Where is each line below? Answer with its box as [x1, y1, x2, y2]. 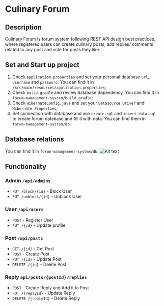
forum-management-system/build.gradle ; [12, 94, 93, 100]
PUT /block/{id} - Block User [12, 188, 72, 194]
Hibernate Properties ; [12, 105, 58, 111]
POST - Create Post [12, 251, 50, 257]
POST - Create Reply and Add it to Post [12, 285, 89, 291]
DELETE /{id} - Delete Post [12, 261, 67, 267]
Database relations [5, 135, 64, 144]
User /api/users [5, 206, 44, 213]
